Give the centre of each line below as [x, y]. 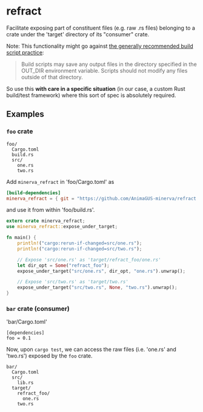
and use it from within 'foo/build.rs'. [51, 210]
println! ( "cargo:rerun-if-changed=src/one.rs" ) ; [80, 243]
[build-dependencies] [34, 193]
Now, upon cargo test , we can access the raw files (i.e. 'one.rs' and [92, 350]
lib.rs [25, 383]
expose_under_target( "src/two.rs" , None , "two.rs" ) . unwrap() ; [97, 288]
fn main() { [21, 238]
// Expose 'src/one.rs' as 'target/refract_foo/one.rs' [89, 260]
